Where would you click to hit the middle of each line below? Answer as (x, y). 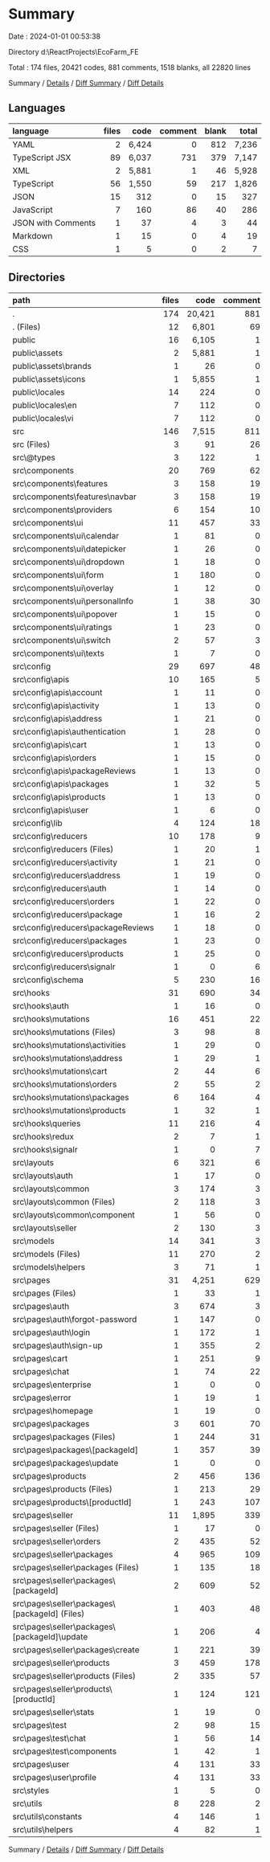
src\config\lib (37, 823)
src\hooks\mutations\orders (65, 1084)
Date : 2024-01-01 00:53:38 (55, 36)
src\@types (34, 457)
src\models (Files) (47, 1254)
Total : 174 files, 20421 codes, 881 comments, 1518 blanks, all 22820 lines (130, 67)
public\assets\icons (49, 379)
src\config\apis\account (57, 692)
